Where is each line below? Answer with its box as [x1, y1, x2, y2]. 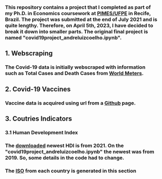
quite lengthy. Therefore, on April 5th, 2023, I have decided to [5, 22, 154, 29]
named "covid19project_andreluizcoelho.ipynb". [5, 34, 122, 41]
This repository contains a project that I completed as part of [5, 4, 151, 11]
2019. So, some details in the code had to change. [5, 154, 125, 161]
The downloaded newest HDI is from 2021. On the [5, 142, 124, 149]
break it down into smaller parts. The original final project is [5, 28, 148, 35]
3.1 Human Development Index [5, 129, 79, 136]
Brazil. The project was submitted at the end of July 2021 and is [5, 16, 158, 23]
